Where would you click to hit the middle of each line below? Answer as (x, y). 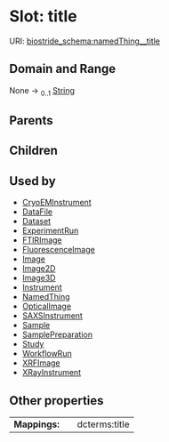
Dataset (36, 221)
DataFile (37, 212)
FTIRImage (42, 240)
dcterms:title (103, 424)
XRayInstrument (52, 373)
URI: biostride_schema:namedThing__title (84, 41)
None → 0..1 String (42, 91)
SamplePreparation (57, 334)
